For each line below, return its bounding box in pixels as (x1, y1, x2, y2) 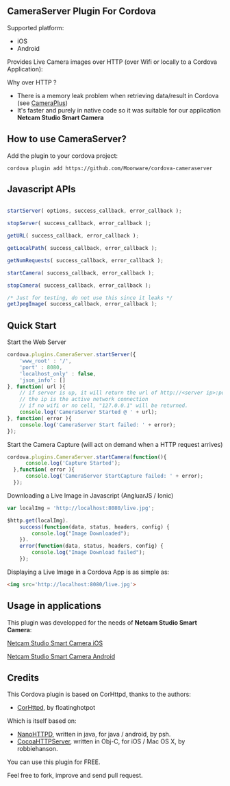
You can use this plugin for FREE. (7, 758, 101, 766)
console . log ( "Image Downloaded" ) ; (31, 530, 130, 537)
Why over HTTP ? (7, 78, 57, 86)
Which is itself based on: (7, 717, 77, 725)
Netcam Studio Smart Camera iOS (7, 638, 103, 647)
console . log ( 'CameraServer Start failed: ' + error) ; (19, 421, 176, 428)
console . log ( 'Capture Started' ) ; (25, 460, 121, 467)
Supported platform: (7, 23, 64, 32)
